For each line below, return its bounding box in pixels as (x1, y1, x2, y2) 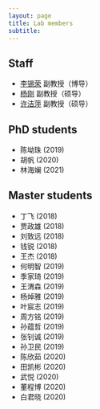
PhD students (8, 122, 78, 137)
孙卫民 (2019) (19, 342, 65, 351)
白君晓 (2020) (19, 391, 66, 402)
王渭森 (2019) (19, 281, 65, 291)
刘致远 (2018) (19, 231, 65, 241)
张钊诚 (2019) (19, 331, 65, 342)
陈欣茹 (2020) (19, 351, 66, 362)
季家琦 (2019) (19, 271, 65, 281)
